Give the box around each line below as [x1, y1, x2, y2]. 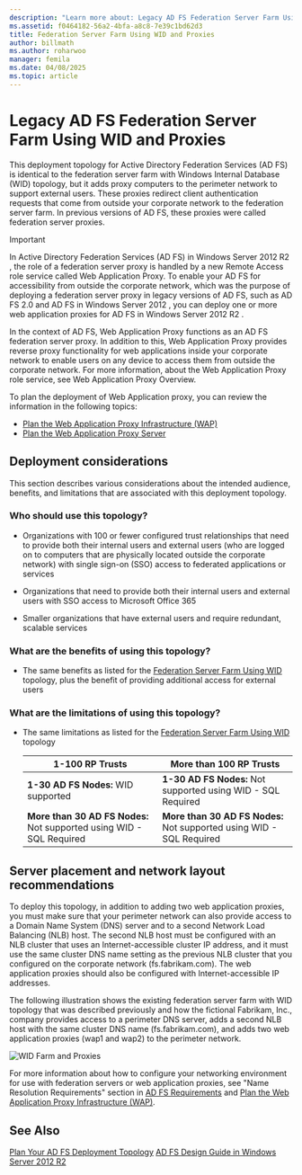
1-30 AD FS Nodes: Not [161, 773, 266, 786]
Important [9, 234, 46, 245]
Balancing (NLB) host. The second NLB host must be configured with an [9, 930, 277, 940]
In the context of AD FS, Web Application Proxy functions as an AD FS [9, 325, 269, 337]
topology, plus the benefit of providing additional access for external [22, 675, 276, 686]
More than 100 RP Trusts [170, 758, 280, 770]
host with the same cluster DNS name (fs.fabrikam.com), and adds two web [9, 1024, 290, 1035]
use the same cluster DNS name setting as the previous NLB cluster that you [9, 949, 293, 960]
